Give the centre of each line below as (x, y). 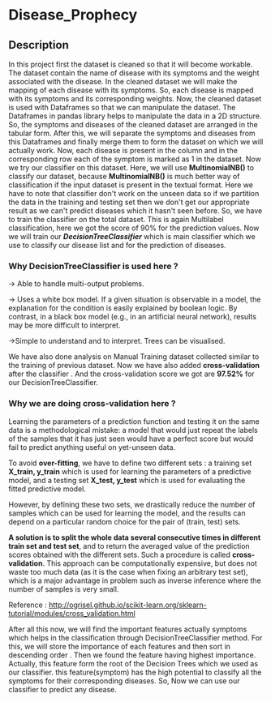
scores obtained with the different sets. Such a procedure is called (120, 554)
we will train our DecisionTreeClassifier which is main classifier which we (132, 236)
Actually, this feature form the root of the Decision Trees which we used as (133, 663)
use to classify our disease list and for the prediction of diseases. (117, 245)
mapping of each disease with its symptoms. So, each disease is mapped (131, 90)
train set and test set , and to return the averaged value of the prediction (129, 546)
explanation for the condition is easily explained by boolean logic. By (123, 308)
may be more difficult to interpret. (65, 325)
